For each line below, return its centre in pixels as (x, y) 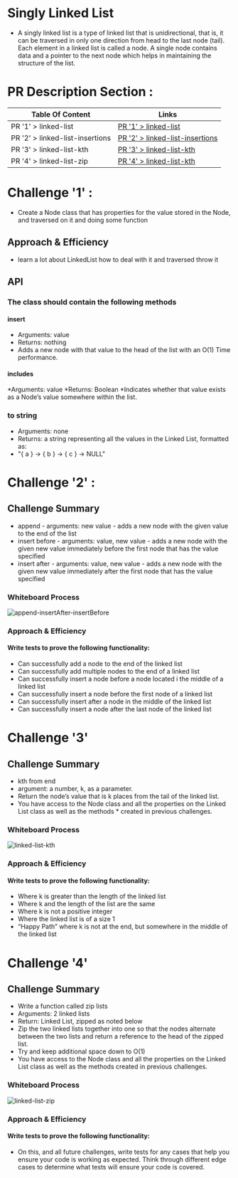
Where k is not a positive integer (65, 911)
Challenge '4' (48, 963)
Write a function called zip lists (63, 1006)
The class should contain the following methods (92, 302)
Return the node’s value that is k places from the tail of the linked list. (118, 796)
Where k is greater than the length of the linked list (92, 896)
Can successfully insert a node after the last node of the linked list (114, 709)
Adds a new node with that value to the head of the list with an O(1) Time (124, 350)
